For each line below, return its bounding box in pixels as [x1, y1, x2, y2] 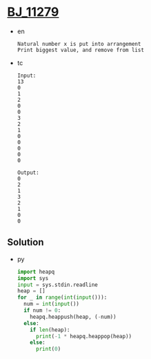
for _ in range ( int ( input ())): [17, 294, 108, 301]
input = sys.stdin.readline [17, 281, 98, 288]
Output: [17, 169, 39, 176]
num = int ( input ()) [23, 301, 80, 308]
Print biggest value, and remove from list [17, 46, 145, 53]
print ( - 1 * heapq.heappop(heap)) [35, 333, 132, 340]
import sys [17, 274, 49, 281]
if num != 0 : [23, 307, 61, 314]
